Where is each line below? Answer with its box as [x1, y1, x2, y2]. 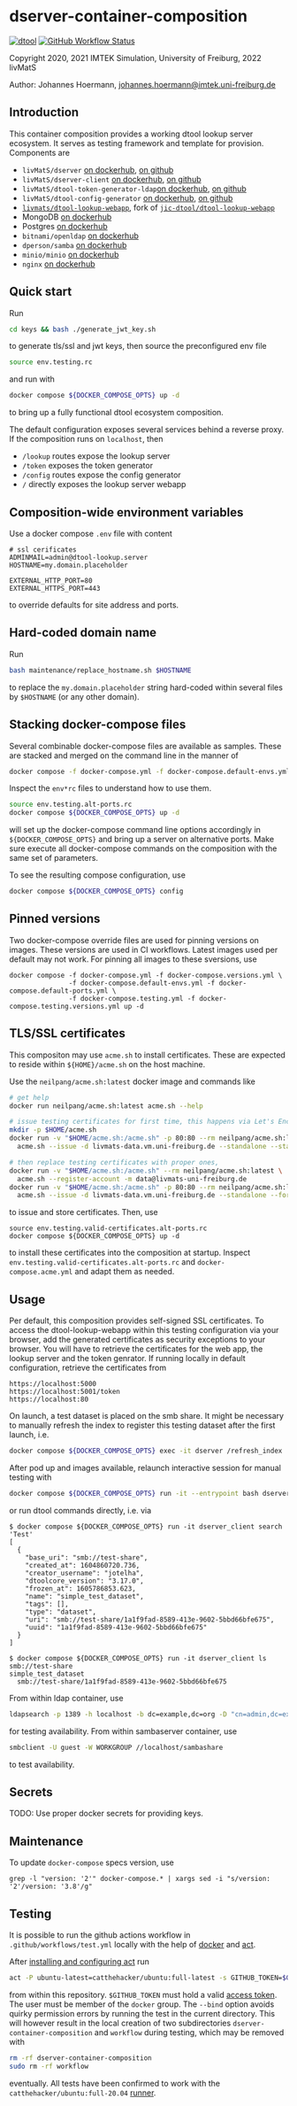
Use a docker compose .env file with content [9, 529, 172, 538]
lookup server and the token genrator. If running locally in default [9, 1353, 246, 1364]
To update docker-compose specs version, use [9, 1857, 175, 1868]
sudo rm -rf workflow [9, 2062, 89, 2071]
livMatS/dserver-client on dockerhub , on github [21, 174, 202, 184]
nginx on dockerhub [21, 259, 95, 269]
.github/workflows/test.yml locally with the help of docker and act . [9, 1940, 256, 1949]
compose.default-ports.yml [9, 986, 109, 995]
